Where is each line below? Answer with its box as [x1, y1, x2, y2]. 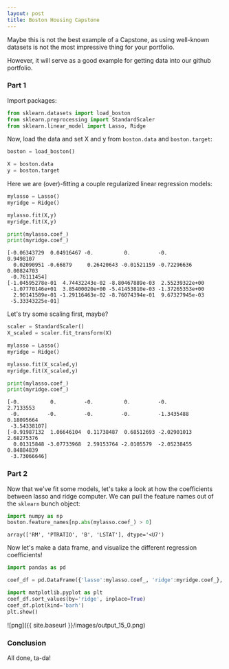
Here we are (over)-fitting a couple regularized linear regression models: [7, 180, 212, 188]
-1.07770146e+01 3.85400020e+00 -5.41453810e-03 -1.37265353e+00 [10, 286, 205, 293]
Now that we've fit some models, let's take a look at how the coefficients [7, 484, 213, 493]
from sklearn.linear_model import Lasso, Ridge [7, 122, 146, 130]
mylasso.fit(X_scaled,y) [7, 361, 78, 368]
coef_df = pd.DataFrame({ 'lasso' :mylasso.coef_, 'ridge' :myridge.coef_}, [7, 577, 223, 583]
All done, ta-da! [7, 653, 52, 662]
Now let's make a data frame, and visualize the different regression [7, 543, 197, 552]
